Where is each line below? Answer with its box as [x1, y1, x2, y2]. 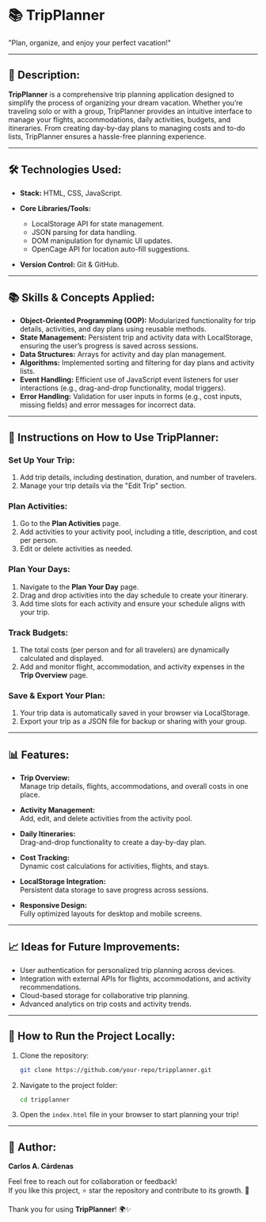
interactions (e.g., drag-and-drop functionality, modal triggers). [19, 383, 226, 393]
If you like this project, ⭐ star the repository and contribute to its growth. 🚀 [8, 1185, 250, 1195]
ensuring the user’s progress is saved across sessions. [19, 341, 199, 351]
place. [19, 790, 40, 800]
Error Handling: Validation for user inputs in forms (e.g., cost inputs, [19, 392, 242, 402]
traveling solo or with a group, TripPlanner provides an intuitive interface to [8, 106, 253, 116]
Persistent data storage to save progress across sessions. [19, 886, 209, 895]
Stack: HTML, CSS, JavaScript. [19, 188, 123, 198]
